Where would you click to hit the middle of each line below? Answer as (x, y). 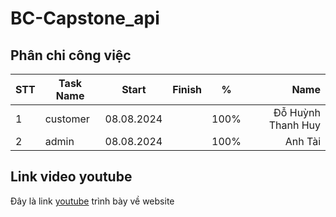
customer (67, 119)
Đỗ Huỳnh (297, 112)
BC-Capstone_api (85, 18)
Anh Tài (302, 141)
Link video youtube (71, 177)
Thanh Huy (294, 125)
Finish (187, 89)
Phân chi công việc (71, 55)
